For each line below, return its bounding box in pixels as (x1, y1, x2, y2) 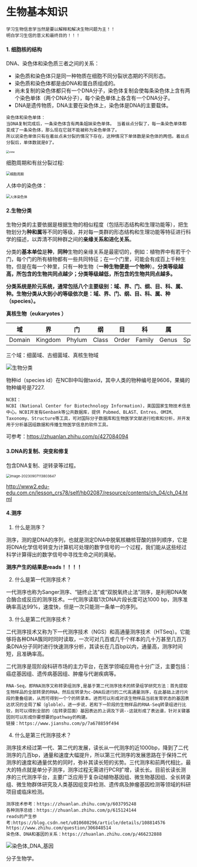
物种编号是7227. (6, 384, 45, 391)
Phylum (66, 336, 87, 344)
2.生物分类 (6, 207, 32, 214)
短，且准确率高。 (6, 650, 47, 657)
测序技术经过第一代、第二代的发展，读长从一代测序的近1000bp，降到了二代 (6, 744, 189, 751)
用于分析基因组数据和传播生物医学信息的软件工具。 (6, 422, 111, 428)
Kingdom (36, 336, 62, 344)
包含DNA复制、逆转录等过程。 (6, 461, 79, 469)
